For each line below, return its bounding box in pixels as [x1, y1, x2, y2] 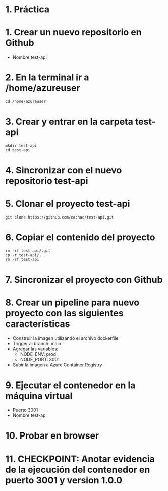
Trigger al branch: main [12, 341, 62, 347]
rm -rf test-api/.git [5, 248, 51, 253]
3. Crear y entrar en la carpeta [5, 116, 134, 127]
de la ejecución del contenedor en [5, 464, 150, 475]
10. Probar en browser [5, 430, 99, 442]
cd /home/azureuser [5, 99, 46, 104]
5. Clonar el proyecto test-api [5, 198, 130, 210]
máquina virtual [5, 390, 73, 402]
